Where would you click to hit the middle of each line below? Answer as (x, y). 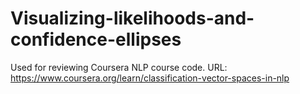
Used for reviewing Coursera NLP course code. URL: (119, 67)
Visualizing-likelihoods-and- (132, 18)
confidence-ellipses (96, 39)
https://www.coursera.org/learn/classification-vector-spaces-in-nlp (150, 78)
